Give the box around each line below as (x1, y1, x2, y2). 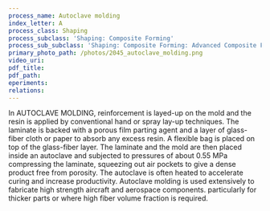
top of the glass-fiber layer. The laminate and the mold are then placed (8, 142, 243, 152)
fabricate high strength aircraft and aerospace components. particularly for (8, 185, 257, 195)
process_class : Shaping (8, 26, 88, 34)
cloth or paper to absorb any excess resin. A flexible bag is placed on (25, 134, 256, 144)
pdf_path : (8, 71, 42, 79)
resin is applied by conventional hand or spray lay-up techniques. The (8, 117, 239, 127)
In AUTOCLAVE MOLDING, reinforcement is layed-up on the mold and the (8, 108, 252, 118)
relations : (8, 86, 45, 95)
